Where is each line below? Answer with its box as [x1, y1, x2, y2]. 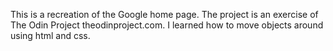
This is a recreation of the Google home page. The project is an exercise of [10, 9, 319, 20]
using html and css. [10, 30, 91, 41]
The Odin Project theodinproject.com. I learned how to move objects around [10, 19, 324, 31]
